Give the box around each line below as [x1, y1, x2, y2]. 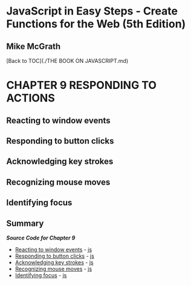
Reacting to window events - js [15, 246, 92, 253]
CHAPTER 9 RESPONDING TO [6, 79, 157, 92]
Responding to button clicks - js [15, 252, 95, 260]
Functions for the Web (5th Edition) [6, 17, 186, 31]
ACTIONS [6, 91, 56, 105]
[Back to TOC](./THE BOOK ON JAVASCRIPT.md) [6, 57, 129, 64]
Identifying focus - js [15, 271, 67, 279]
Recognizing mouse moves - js [15, 265, 92, 272]
